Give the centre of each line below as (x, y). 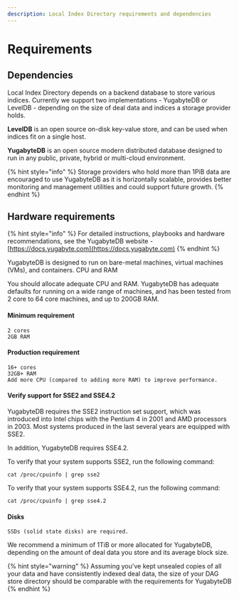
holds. (17, 115)
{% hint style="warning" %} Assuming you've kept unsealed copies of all (115, 566)
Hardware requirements (61, 217)
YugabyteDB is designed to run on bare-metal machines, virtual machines (116, 263)
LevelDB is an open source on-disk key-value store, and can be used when (117, 129)
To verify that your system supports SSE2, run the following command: (111, 462)
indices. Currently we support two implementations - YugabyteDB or (108, 100)
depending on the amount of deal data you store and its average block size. (118, 553)
